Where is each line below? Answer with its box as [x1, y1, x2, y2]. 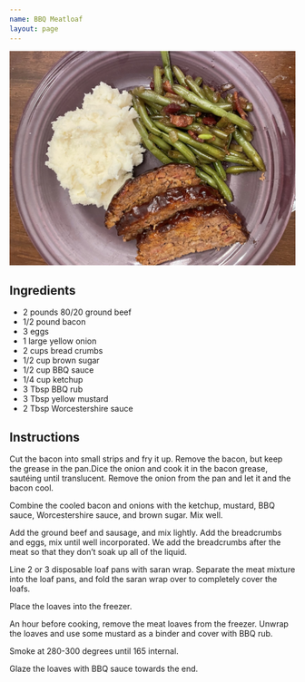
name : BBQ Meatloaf [9, 15, 84, 24]
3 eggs [22, 326, 50, 337]
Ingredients [9, 282, 76, 298]
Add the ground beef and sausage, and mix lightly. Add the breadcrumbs [9, 527, 282, 539]
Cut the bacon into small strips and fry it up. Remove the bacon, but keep [9, 453, 283, 464]
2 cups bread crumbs [22, 346, 103, 356]
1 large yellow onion [22, 336, 97, 346]
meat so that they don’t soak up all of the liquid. [9, 547, 188, 558]
